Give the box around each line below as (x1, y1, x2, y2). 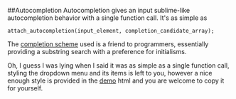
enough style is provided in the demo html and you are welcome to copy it (7, 76, 225, 85)
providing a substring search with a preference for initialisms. (7, 48, 187, 56)
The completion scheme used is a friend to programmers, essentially (7, 40, 209, 48)
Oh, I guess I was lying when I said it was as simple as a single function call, (7, 61, 230, 70)
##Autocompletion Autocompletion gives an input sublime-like (7, 6, 191, 14)
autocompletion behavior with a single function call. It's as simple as (7, 14, 208, 22)
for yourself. (7, 84, 43, 92)
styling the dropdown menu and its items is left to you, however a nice (7, 69, 213, 77)
